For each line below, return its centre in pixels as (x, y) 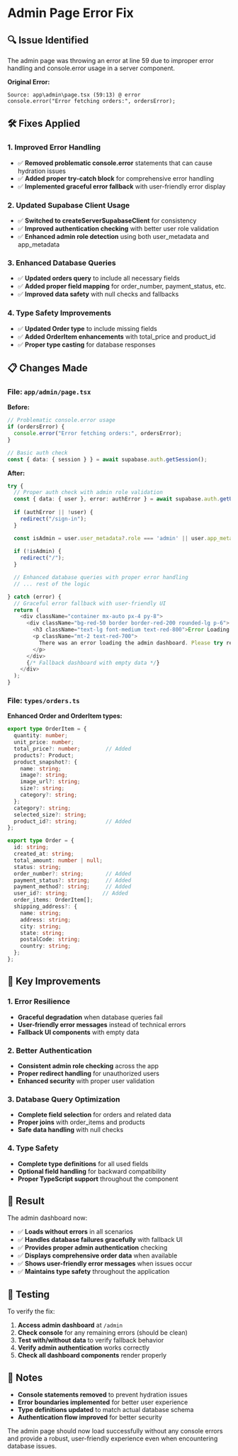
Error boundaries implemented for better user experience (103, 1402)
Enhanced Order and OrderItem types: (65, 716)
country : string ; (46, 946)
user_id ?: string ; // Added (71, 894)
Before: (18, 407)
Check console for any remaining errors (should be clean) (102, 1333)
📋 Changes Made (47, 368)
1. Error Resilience (39, 1002)
